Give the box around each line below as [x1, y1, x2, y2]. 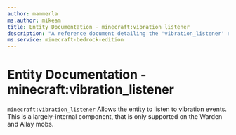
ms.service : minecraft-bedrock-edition [7, 37, 124, 44]
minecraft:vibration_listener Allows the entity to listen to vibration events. [7, 105, 227, 113]
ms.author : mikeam [7, 17, 61, 24]
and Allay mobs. [7, 120, 54, 129]
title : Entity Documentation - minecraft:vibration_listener [7, 23, 190, 30]
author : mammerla [7, 10, 58, 18]
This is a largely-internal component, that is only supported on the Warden [7, 112, 223, 121]
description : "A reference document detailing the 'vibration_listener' [7, 30, 225, 37]
